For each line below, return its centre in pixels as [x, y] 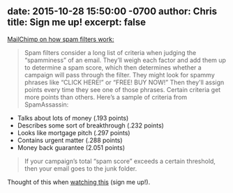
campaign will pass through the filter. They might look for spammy [119, 75]
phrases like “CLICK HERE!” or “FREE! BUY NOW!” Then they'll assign [124, 82]
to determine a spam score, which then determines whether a [113, 67]
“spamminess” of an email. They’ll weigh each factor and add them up [125, 60]
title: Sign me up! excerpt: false [77, 23]
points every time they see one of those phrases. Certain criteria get [122, 89]
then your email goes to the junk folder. [81, 168]
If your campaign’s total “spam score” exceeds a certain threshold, [120, 161]
